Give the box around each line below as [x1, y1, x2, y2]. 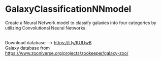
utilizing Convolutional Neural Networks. [5, 25, 87, 30]
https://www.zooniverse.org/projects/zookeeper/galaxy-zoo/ [5, 50, 129, 56]
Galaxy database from [5, 45, 50, 51]
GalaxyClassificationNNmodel [5, 3, 131, 15]
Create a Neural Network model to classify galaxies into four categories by [5, 20, 157, 26]
